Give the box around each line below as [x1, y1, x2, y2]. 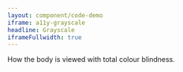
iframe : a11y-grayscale [7, 19, 86, 27]
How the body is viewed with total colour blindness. [7, 55, 175, 64]
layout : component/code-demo [7, 11, 103, 20]
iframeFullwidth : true [7, 33, 82, 41]
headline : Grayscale [7, 26, 76, 34]
